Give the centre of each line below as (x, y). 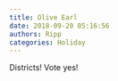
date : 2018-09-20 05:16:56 (59, 26)
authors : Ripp (36, 34)
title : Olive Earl (43, 17)
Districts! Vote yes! (44, 68)
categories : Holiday (48, 42)
